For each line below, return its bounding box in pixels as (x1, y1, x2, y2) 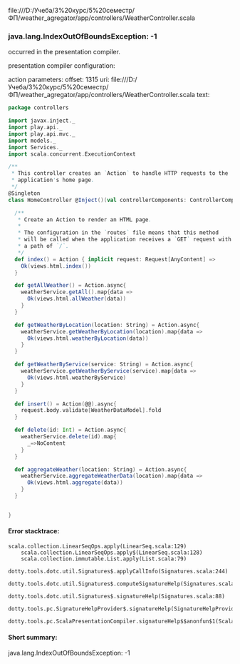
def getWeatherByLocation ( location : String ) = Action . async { (14, 321, 200, 328)
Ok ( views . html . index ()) (21, 262, 92, 270)
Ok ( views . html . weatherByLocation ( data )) (26, 335, 149, 342)
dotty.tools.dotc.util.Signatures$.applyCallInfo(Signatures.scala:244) (8, 568, 229, 575)
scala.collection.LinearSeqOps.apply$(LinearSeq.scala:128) (21, 549, 203, 556)
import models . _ (8, 137, 56, 144)
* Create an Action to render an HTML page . (17, 216, 152, 223)
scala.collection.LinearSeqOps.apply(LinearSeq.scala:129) (8, 543, 187, 550)
